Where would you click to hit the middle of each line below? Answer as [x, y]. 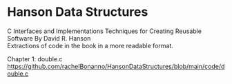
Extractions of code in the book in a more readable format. [90, 45]
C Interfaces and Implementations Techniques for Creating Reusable [105, 31]
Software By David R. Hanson [49, 38]
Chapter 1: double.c [35, 59]
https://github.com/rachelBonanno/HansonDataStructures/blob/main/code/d [116, 66]
